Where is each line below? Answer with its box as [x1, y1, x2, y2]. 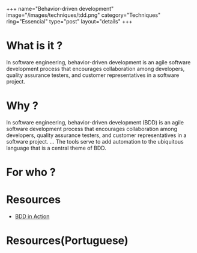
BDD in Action [14, 213, 50, 220]
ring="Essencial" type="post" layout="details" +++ [6, 18, 133, 25]
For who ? [6, 165, 56, 179]
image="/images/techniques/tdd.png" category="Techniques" [6, 11, 161, 19]
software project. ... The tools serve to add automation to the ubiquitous [6, 138, 184, 145]
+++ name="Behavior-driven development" [6, 5, 114, 12]
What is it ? [6, 39, 63, 53]
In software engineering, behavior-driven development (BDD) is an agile [6, 118, 184, 126]
